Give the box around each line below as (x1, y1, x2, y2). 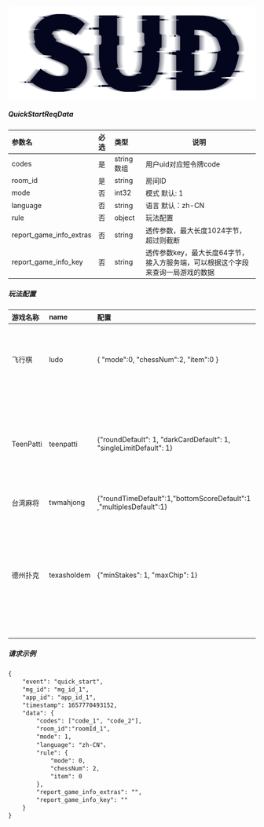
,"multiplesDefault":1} (97, 502, 167, 511)
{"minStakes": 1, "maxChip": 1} (97, 570, 198, 580)
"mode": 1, (36, 733, 72, 741)
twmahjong (48, 498, 86, 507)
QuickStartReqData (8, 109, 74, 119)
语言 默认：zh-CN (145, 201, 205, 210)
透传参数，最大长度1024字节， (145, 225, 247, 235)
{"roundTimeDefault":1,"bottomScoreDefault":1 (97, 493, 251, 503)
